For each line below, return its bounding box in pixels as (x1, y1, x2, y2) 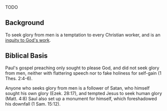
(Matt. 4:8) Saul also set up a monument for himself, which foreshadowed (5, 96, 157, 102)
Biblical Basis (5, 52, 48, 60)
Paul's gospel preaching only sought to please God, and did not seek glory (5, 65, 159, 71)
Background (5, 18, 44, 27)
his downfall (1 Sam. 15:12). (5, 101, 61, 107)
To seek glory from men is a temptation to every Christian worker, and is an (5, 32, 160, 38)
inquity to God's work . (5, 37, 51, 43)
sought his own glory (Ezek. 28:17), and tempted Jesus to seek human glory (5, 90, 162, 96)
